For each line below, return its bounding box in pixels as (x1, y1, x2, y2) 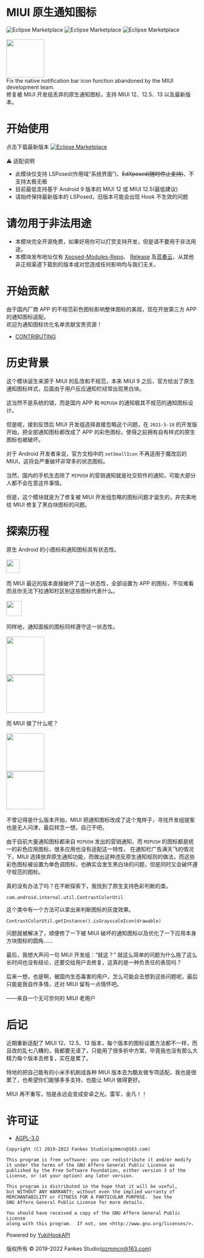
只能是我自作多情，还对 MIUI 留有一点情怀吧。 (6, 980, 123, 987)
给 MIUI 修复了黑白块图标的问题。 (6, 501, 90, 508)
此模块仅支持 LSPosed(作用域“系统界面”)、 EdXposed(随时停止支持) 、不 (15, 170, 194, 177)
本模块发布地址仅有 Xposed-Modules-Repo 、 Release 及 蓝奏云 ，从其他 (15, 253, 194, 260)
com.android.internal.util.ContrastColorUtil (6, 894, 123, 900)
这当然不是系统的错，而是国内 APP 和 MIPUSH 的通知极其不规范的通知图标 (6, 399, 188, 406)
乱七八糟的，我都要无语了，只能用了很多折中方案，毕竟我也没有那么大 (22, 1047, 198, 1054)
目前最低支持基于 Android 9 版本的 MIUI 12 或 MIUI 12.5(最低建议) (15, 185, 178, 192)
